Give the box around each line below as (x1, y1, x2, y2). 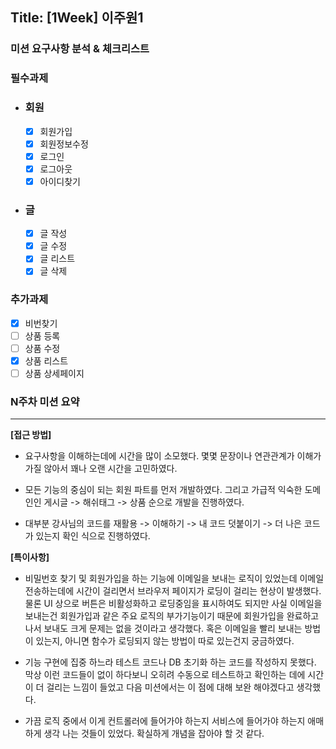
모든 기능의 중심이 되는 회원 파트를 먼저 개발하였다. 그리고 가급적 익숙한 (24, 484, 303, 496)
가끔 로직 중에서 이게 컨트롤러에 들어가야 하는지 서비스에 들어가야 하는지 (24, 715, 306, 727)
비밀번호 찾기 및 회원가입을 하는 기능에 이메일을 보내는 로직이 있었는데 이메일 (24, 573, 325, 585)
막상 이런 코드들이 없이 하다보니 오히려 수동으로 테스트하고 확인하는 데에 (24, 669, 306, 681)
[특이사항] (10, 551, 50, 563)
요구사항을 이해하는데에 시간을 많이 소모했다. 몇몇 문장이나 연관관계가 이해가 (24, 450, 322, 462)
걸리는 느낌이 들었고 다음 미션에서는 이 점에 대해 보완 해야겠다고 (46, 681, 295, 693)
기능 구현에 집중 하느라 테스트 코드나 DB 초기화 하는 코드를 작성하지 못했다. (24, 656, 317, 668)
